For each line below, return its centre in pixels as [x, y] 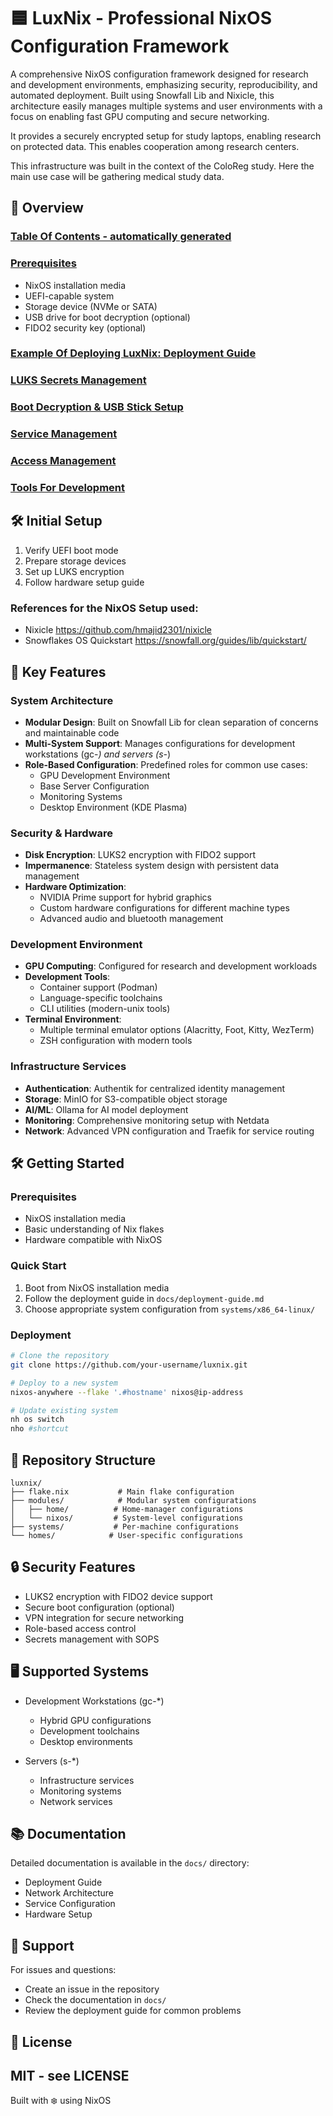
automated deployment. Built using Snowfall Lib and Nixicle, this [142, 95]
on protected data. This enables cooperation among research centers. [155, 146]
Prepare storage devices [75, 561]
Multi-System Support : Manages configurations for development [160, 743]
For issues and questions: [63, 1970]
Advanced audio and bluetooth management [131, 919]
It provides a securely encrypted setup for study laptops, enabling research [166, 136]
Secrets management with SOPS [92, 1639]
